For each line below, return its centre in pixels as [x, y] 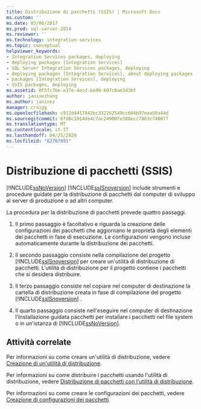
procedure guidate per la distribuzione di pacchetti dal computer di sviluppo [101, 194]
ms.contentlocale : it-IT [37, 130]
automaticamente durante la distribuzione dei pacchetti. [85, 243]
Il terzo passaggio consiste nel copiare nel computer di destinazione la [103, 286]
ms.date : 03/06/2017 [32, 23]
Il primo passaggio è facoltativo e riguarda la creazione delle [90, 224]
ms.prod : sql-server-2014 [39, 29]
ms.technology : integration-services [54, 40]
